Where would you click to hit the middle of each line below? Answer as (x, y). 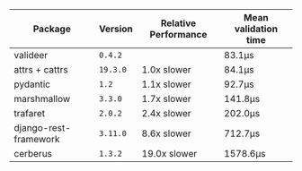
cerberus (33, 154)
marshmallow (42, 99)
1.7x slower (166, 99)
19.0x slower (169, 154)
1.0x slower (166, 69)
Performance (178, 34)
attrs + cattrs (41, 69)
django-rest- (43, 128)
